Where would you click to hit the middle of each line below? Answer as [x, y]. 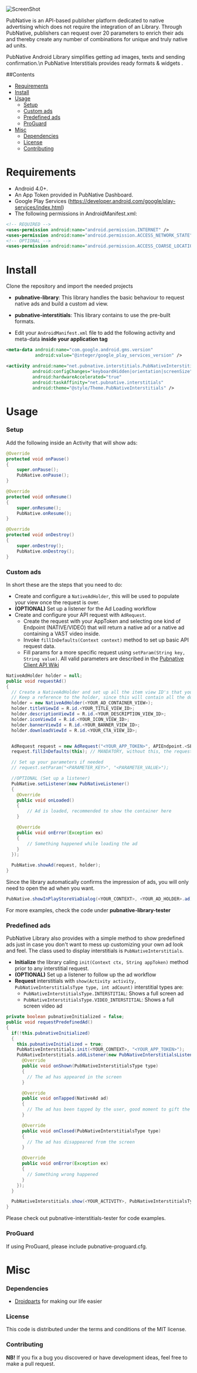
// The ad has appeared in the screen [74, 1077]
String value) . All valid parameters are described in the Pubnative [103, 659]
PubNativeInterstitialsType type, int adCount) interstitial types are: [99, 987]
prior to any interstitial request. [52, 969]
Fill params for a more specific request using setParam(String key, [104, 652]
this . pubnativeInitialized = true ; [60, 1044]
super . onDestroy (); [40, 546]
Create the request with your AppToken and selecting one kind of [102, 621]
